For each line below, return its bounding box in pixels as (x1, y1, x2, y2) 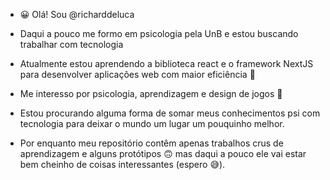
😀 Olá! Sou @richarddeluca (19, 9, 135, 20)
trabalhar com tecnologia (19, 39, 124, 50)
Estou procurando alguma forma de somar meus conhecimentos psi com (19, 107, 321, 119)
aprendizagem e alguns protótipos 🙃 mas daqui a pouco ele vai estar (19, 148, 307, 159)
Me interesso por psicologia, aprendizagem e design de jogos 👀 (19, 88, 283, 99)
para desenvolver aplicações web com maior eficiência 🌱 (19, 69, 256, 80)
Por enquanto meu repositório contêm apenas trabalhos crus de (19, 137, 284, 149)
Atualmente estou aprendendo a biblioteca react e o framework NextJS (19, 58, 314, 69)
